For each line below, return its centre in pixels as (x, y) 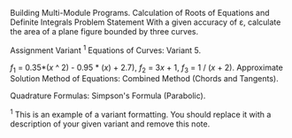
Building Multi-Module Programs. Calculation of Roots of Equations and (140, 13)
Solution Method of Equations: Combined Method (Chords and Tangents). (144, 79)
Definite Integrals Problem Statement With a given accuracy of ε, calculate (146, 22)
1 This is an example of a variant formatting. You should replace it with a (141, 114)
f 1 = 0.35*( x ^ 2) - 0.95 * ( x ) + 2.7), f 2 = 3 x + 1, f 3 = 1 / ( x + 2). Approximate (147, 68)
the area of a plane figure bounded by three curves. (104, 31)
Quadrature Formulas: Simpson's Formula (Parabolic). (108, 96)
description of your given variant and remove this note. (110, 124)
